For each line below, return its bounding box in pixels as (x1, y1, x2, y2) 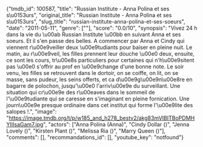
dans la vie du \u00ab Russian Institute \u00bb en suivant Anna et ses (6, 31, 181, 38)
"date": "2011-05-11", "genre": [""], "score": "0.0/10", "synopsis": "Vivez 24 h (6, 24, 198, 31)
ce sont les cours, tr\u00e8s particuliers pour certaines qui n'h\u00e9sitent (6, 57, 195, 64)
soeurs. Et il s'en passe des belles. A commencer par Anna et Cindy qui (6, 38, 185, 44)
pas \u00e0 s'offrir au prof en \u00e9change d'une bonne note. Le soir (6, 63, 184, 70)
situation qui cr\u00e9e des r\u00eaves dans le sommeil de (6, 89, 156, 96)
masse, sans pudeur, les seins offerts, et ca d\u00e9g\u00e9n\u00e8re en (6, 76, 193, 83)
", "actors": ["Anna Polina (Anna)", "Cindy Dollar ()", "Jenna (43, 121, 190, 128)
